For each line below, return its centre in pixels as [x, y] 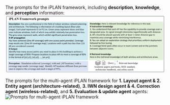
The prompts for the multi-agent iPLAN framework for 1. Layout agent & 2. [83, 81]
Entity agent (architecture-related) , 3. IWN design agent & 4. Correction [83, 86]
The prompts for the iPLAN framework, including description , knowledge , [83, 7]
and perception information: [35, 13]
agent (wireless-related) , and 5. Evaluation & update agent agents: [77, 91]
